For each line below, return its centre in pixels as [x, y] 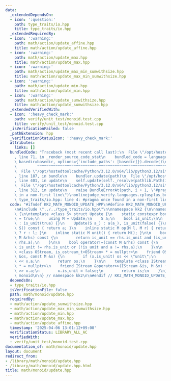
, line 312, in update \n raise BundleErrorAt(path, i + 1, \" [85, 190]
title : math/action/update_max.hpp [52, 62]
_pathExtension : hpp [32, 133]
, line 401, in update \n [41, 181]
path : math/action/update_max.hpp [51, 57]
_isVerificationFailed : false [42, 129]
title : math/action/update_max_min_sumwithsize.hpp [70, 77]
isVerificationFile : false [38, 290]
